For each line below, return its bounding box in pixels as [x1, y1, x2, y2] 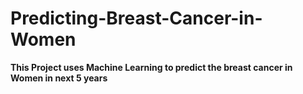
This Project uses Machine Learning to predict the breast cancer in [10, 61, 293, 73]
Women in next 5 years [10, 72, 108, 84]
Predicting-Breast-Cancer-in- [10, 7, 263, 30]
